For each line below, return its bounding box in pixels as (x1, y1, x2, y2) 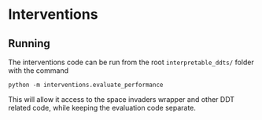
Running (8, 37, 51, 50)
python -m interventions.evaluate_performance (8, 81, 164, 89)
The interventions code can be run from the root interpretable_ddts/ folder (8, 57, 254, 67)
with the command (8, 66, 69, 75)
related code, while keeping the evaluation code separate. (8, 104, 197, 112)
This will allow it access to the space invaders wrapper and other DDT (8, 95, 234, 104)
